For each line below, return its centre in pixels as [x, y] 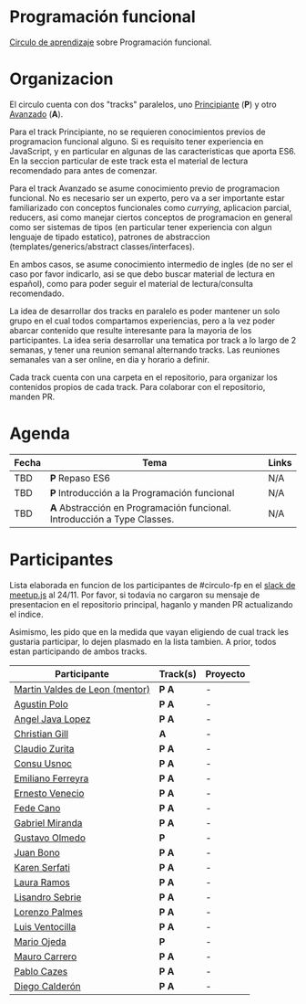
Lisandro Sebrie [48, 897]
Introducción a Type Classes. [112, 519]
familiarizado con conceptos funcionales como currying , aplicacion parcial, [150, 207]
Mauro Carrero [46, 956]
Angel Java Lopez [52, 719]
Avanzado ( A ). [36, 114]
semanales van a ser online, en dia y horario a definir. [110, 359]
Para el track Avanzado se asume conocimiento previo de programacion [145, 188]
